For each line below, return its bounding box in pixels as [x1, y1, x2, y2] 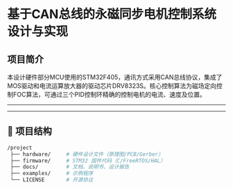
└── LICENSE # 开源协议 [10, 177, 94, 183]
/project [7, 144, 33, 151]
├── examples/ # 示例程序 [10, 170, 94, 177]
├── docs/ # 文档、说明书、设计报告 [10, 163, 130, 170]
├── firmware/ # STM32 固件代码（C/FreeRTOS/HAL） [10, 157, 166, 164]
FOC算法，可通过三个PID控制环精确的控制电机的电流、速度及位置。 [12, 91, 206, 98]
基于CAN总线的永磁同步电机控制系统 [7, 6, 217, 22]
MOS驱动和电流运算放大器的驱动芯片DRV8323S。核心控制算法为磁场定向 [7, 82, 217, 90]
